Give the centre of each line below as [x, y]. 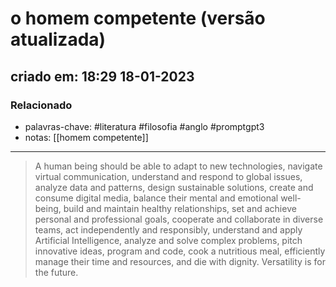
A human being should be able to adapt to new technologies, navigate [178, 166]
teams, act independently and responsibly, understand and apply [168, 229]
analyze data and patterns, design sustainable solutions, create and [174, 187]
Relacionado [41, 105]
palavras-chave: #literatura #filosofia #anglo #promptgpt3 [144, 126]
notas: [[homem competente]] [86, 137]
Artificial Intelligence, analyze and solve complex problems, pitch [168, 240]
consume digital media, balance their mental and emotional [156, 198]
